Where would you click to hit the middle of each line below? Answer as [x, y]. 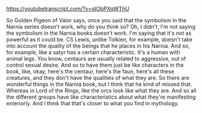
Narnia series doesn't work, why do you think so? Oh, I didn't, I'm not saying [101, 27]
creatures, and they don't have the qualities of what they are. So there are [98, 78]
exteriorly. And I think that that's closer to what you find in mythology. [93, 103]
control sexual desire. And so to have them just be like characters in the [95, 65]
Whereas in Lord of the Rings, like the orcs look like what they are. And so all [101, 90]
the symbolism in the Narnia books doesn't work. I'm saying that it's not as [99, 33]
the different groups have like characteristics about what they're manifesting [101, 97]
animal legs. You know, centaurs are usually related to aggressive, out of [96, 59]
